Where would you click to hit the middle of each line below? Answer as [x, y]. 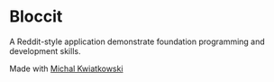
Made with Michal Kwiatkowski [66, 68]
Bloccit [36, 17]
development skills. [45, 50]
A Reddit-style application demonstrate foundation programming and [137, 41]
